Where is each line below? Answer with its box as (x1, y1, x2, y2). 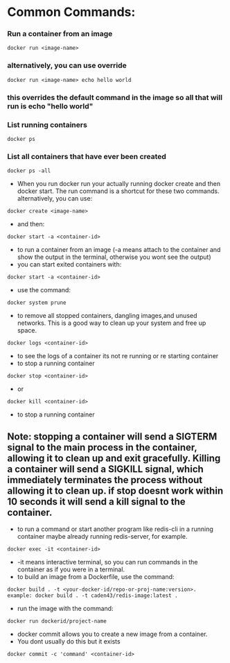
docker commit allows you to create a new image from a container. (17, 630, 208, 639)
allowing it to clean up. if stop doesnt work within (7, 485, 224, 496)
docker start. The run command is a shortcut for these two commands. (17, 187, 220, 195)
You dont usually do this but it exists (17, 637, 121, 646)
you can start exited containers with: (17, 260, 122, 269)
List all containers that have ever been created (7, 151, 166, 161)
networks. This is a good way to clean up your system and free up (17, 319, 206, 327)
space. (17, 326, 37, 335)
